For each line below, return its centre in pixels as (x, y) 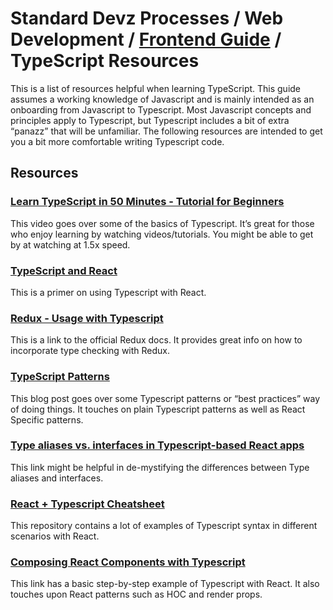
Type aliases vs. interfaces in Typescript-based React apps (157, 445)
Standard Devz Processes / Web (147, 18)
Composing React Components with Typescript (128, 562)
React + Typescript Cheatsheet (87, 504)
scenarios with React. (55, 536)
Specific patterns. (47, 419)
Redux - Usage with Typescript (87, 318)
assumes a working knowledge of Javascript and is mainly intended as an (162, 99)
